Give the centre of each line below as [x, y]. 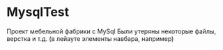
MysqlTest [38, 12]
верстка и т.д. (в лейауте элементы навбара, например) [90, 38]
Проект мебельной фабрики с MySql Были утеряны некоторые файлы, [111, 31]
